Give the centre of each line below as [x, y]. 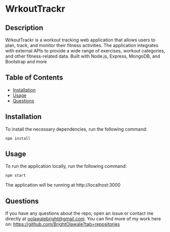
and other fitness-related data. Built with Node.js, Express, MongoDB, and [83, 56]
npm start [16, 176]
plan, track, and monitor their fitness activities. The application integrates [82, 45]
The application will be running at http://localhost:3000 [63, 185]
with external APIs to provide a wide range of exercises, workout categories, [85, 51]
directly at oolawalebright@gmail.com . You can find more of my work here [83, 219]
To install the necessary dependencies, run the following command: [76, 129]
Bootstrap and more [26, 61]
